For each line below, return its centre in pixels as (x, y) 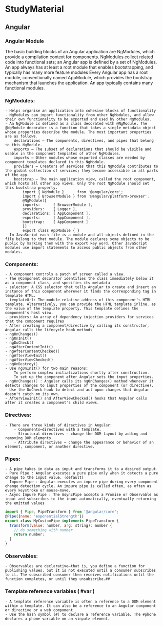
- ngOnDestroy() (21, 364)
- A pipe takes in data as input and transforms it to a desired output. (82, 469)
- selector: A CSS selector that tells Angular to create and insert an (81, 287)
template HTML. (20, 296)
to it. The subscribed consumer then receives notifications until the (79, 575)
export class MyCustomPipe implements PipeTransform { (62, 521)
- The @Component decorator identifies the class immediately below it (79, 279)
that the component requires (35, 321)
